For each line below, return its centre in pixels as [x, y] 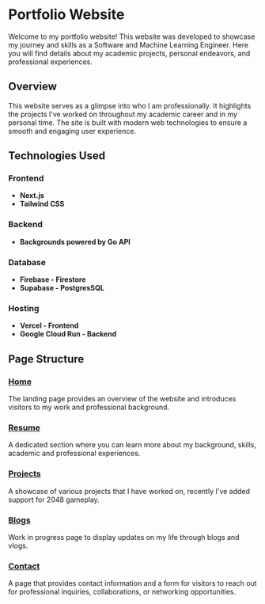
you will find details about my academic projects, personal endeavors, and [129, 53]
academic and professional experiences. [74, 454]
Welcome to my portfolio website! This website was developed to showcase [132, 36]
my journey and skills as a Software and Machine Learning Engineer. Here [129, 44]
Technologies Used [57, 156]
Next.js [32, 196]
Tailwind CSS [42, 204]
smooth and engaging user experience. [72, 131]
